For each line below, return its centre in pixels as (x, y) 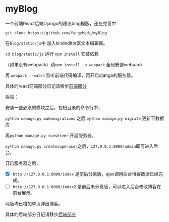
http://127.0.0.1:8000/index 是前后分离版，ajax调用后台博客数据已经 (86, 174)
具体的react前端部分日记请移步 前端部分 (46, 86)
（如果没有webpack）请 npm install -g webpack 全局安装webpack (74, 64)
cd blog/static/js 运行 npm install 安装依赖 (52, 54)
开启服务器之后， (23, 163)
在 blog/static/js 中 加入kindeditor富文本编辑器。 (57, 43)
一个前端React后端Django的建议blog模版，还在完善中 (61, 23)
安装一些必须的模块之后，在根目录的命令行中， (54, 107)
